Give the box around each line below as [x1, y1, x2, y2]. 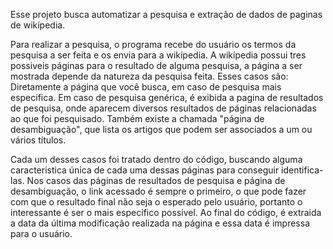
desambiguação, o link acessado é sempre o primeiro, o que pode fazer [10, 185, 307, 197]
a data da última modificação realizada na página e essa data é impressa [10, 217, 310, 229]
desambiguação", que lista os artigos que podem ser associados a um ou [10, 124, 313, 135]
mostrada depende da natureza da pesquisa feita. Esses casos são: [10, 70, 289, 82]
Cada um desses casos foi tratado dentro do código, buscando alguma [10, 154, 303, 165]
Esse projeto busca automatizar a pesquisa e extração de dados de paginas [10, 9, 323, 20]
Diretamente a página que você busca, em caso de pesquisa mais [10, 81, 282, 93]
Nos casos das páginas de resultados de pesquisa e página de [26, 175, 286, 186]
